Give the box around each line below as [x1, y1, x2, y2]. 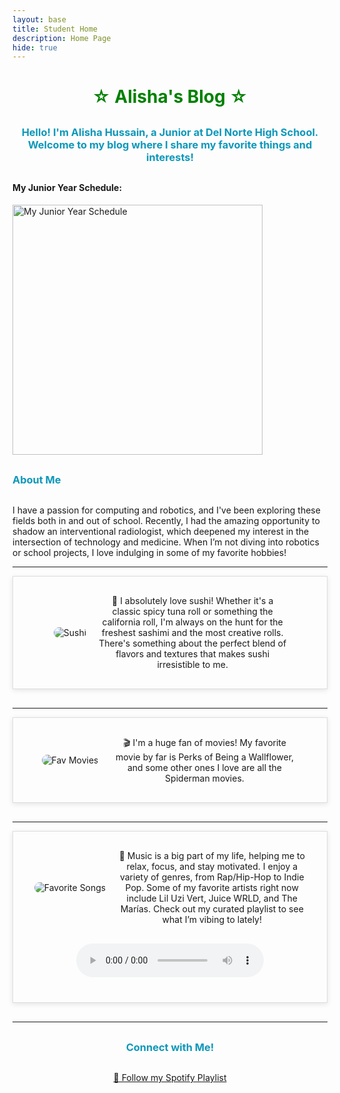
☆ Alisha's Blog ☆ [91, 86, 249, 108]
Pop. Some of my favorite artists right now [125, 882, 299, 894]
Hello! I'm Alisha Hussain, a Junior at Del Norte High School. [21, 126, 319, 140]
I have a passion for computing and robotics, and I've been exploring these [12, 504, 321, 516]
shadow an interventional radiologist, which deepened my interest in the [12, 526, 310, 538]
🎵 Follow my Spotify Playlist [113, 1072, 227, 1084]
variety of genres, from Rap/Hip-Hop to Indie [119, 871, 305, 883]
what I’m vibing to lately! [161, 914, 262, 926]
